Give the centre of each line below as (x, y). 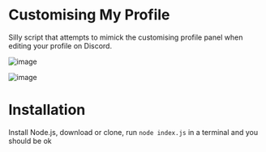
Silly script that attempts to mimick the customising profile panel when (126, 37)
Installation (47, 110)
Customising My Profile (89, 15)
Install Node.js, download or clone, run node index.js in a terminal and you (133, 132)
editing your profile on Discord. (60, 45)
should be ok (30, 141)
